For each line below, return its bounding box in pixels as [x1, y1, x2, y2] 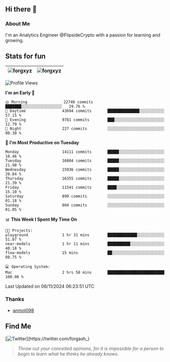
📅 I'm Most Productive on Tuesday [5, 139, 80, 145]
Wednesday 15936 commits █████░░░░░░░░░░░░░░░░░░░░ [5, 167, 165, 172]
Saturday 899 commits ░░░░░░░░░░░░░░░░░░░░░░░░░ [5, 193, 165, 199]
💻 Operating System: [5, 264, 51, 269]
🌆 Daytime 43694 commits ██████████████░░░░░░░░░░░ [5, 108, 165, 113]
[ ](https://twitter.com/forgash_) [5, 336, 90, 342]
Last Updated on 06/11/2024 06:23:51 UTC [5, 283, 95, 289]
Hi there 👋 [5, 5, 37, 14]
